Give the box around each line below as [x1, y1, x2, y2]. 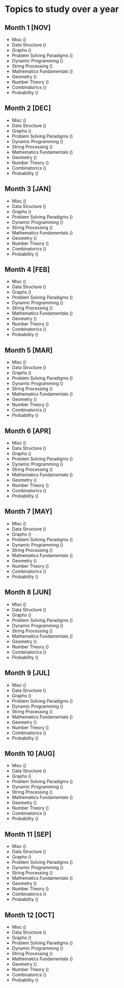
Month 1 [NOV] [4, 23, 51, 32]
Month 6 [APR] [4, 426, 51, 435]
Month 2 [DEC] [4, 104, 51, 113]
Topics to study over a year [4, 3, 119, 15]
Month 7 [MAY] [4, 507, 53, 516]
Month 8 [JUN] [4, 588, 52, 596]
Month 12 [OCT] [4, 911, 55, 919]
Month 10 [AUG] [4, 749, 55, 758]
